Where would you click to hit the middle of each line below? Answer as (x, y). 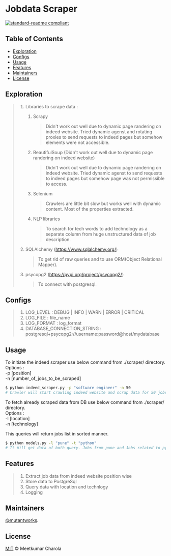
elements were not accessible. (78, 142)
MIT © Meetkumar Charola (34, 549)
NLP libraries (46, 219)
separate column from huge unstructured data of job (101, 234)
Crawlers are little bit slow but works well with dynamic (103, 203)
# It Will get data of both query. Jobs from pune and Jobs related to (83, 448)
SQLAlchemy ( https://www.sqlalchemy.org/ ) (72, 249)
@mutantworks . (22, 520)
